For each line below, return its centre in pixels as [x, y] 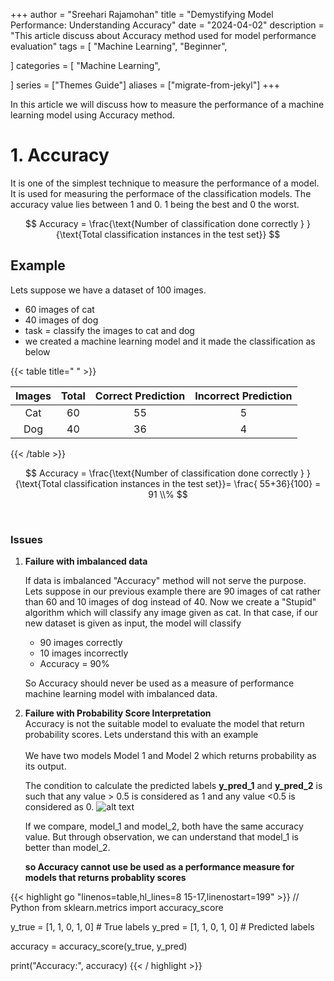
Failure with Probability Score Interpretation [118, 713]
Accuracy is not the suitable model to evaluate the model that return [164, 724]
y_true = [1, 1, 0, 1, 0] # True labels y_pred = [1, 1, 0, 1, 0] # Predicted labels [162, 927]
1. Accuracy [60, 155]
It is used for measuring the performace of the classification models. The [161, 193]
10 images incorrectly [84, 653]
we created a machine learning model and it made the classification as [170, 341]
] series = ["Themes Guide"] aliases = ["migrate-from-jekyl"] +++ [145, 85]
